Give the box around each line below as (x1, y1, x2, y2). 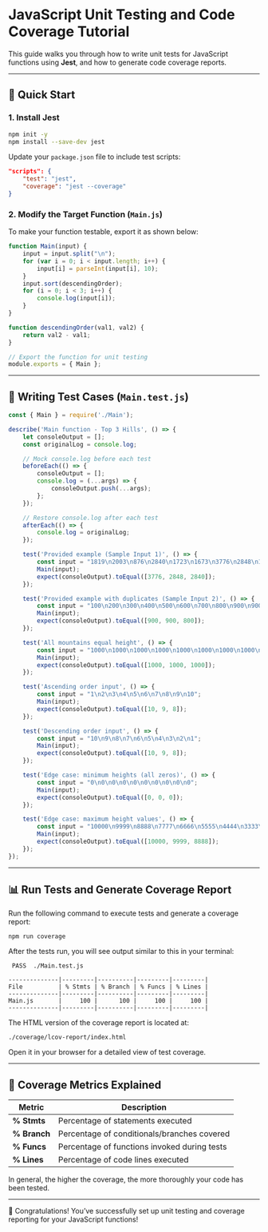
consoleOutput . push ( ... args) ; (50, 485, 152, 493)
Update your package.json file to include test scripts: (8, 152, 181, 161)
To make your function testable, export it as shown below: (8, 227, 199, 236)
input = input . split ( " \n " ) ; (22, 250, 116, 258)
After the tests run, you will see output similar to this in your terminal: (8, 947, 235, 956)
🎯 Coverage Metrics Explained (8, 1078, 162, 1091)
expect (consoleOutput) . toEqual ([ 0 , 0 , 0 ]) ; (37, 793, 183, 801)
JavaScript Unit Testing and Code (8, 6, 235, 24)
